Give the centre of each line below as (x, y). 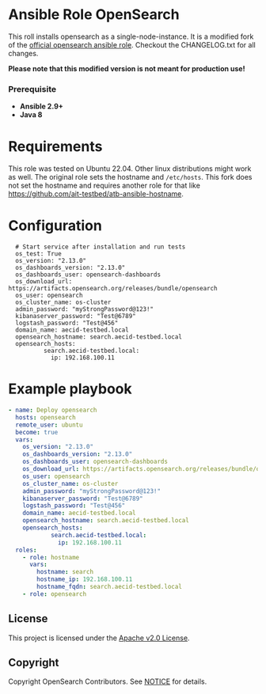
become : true (37, 432)
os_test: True (38, 254)
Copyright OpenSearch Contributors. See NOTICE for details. (108, 681)
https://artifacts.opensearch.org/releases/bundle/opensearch (113, 289)
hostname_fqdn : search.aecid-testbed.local (109, 587)
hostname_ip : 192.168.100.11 (85, 579)
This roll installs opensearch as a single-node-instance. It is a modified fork (131, 36)
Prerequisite (32, 89)
